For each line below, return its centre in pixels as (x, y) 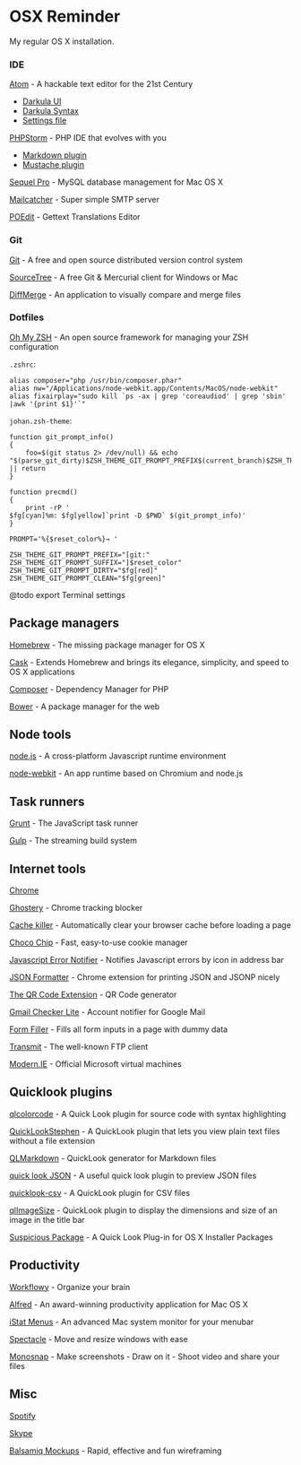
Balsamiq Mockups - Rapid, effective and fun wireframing (116, 1451)
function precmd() (43, 492)
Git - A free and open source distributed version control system (126, 260)
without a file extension (52, 1140)
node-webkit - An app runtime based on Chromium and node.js (126, 774)
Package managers (64, 624)
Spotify (22, 1416)
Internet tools (48, 868)
